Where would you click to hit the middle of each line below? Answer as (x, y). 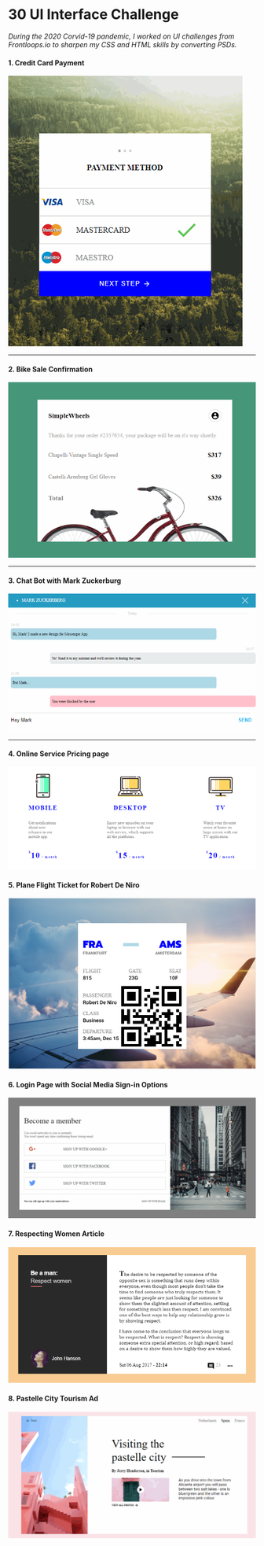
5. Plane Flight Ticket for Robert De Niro (74, 885)
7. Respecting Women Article (56, 1234)
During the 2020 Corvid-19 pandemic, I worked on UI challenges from (121, 36)
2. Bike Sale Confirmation (50, 369)
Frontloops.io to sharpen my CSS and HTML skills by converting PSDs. (123, 44)
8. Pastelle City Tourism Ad (53, 1398)
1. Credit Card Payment (46, 63)
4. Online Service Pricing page (59, 754)
